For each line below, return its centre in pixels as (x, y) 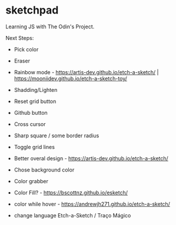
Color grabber (31, 181)
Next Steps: (20, 38)
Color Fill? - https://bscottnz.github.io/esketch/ (71, 193)
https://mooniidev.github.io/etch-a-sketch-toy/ (71, 78)
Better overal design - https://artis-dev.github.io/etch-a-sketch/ (91, 158)
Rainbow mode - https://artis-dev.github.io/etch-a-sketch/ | (86, 72)
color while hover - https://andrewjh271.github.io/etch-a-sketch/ (92, 204)
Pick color (26, 49)
